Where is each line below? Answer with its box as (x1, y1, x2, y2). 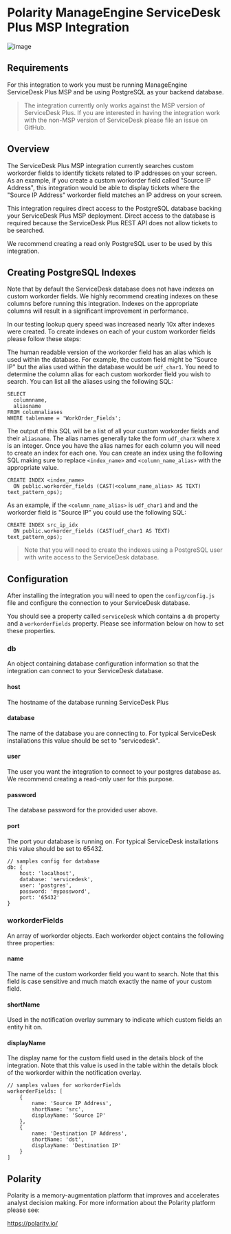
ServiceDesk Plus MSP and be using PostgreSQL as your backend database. (7, 88, 225, 96)
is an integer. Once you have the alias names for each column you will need (7, 442, 221, 450)
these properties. (7, 627, 56, 635)
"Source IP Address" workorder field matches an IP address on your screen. (7, 191, 223, 199)
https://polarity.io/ (7, 1220, 58, 1228)
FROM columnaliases (7, 409, 63, 416)
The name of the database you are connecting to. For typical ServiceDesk (7, 729, 217, 737)
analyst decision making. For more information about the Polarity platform (7, 1199, 216, 1207)
